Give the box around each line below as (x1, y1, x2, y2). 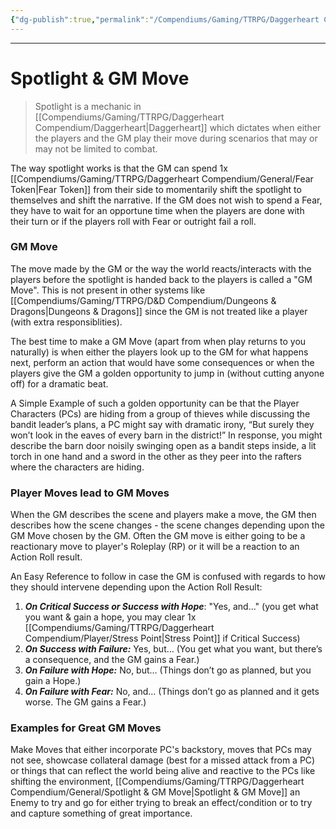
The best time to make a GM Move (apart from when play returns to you (10, 335, 307, 347)
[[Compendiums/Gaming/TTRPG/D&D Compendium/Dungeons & (10, 294, 277, 306)
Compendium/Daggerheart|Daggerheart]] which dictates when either (34, 121, 322, 133)
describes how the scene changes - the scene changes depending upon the (10, 519, 325, 531)
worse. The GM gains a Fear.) (24, 696, 147, 708)
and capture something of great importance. (10, 807, 193, 820)
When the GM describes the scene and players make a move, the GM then (10, 509, 317, 521)
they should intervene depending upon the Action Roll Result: (10, 581, 263, 593)
